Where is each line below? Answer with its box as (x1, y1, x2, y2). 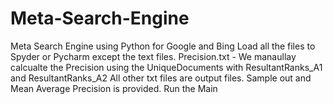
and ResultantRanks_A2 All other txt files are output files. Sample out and (10, 72, 312, 84)
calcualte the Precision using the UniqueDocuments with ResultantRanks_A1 (10, 61, 323, 73)
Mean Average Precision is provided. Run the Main (10, 82, 218, 94)
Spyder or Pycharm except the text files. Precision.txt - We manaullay (10, 50, 297, 62)
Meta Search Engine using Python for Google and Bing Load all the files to (10, 40, 316, 52)
